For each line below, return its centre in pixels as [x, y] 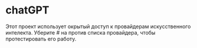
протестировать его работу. [41, 39]
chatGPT [27, 10]
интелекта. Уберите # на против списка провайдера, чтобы [81, 32]
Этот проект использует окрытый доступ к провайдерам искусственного [98, 26]
